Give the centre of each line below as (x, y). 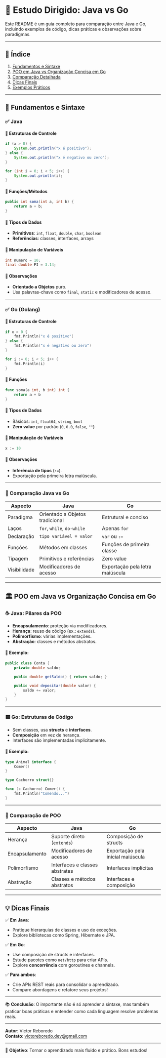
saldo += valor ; (40, 690)
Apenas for (115, 529)
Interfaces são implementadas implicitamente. (59, 740)
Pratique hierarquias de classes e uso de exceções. (65, 930)
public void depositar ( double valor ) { (55, 686)
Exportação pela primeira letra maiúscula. (55, 476)
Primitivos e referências (67, 559)
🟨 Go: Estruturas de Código (39, 717)
